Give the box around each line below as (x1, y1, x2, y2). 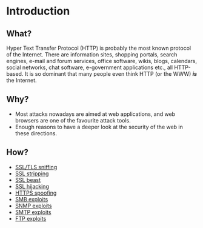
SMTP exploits (15, 208, 52, 216)
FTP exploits (15, 215, 47, 222)
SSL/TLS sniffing (15, 163, 58, 170)
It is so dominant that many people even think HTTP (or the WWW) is (24, 70, 198, 77)
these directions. (15, 129, 58, 137)
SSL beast (15, 176, 41, 183)
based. (6, 70, 24, 77)
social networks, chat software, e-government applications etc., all (6, 64, 173, 71)
